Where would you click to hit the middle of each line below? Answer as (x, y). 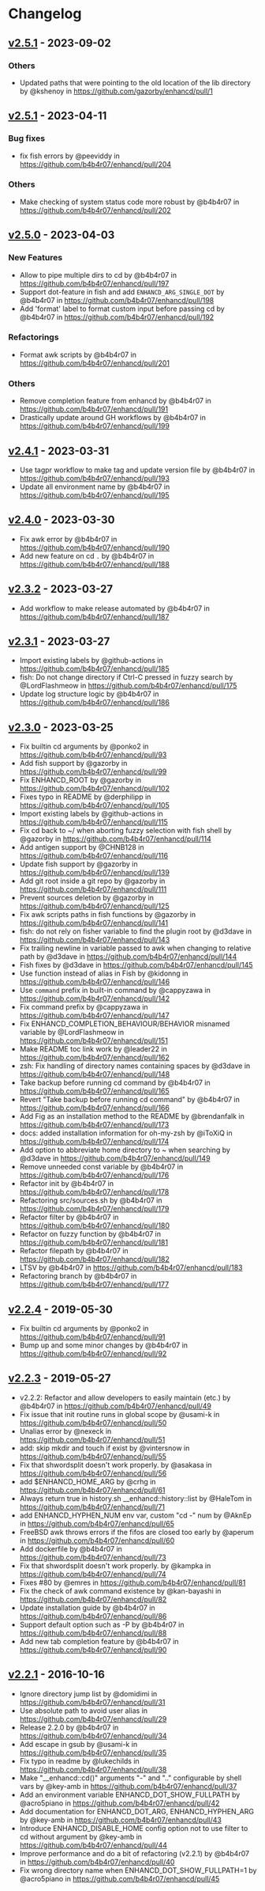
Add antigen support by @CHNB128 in (82, 847)
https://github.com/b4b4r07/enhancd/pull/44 (93, 1845)
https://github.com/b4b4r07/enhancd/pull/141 (94, 923)
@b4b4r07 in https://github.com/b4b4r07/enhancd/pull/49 (115, 1406)
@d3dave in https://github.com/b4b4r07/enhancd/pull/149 (115, 1158)
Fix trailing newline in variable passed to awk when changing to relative (135, 948)
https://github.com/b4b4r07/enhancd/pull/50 (93, 1423)
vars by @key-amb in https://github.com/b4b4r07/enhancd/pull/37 (128, 1786)
